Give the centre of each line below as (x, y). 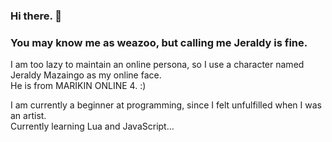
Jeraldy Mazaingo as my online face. (86, 75)
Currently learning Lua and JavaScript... (92, 126)
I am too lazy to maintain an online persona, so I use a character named (157, 65)
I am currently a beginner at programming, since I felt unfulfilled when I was (166, 105)
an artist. (28, 116)
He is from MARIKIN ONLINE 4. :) (78, 86)
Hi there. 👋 (36, 16)
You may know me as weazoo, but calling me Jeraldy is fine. (159, 42)
